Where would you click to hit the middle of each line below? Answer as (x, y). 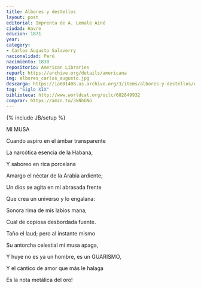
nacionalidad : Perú (31, 56)
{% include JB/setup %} (36, 118)
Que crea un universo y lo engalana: (51, 198)
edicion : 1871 (24, 34)
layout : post (22, 17)
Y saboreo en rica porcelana (41, 164)
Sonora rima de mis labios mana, (46, 210)
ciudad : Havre (24, 28)
